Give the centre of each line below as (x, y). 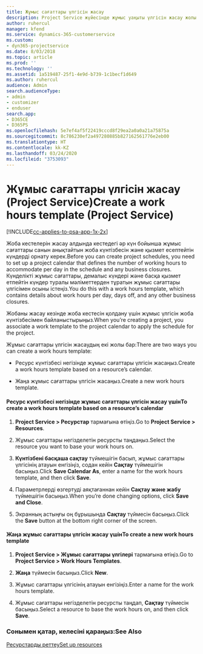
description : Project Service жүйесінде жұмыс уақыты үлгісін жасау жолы (101, 18)
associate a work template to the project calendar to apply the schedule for (100, 327)
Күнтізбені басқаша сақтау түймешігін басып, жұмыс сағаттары (100, 458)
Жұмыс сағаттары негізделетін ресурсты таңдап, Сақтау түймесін (102, 602)
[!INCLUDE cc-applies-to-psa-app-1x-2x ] (57, 232)
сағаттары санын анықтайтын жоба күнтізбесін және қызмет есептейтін (100, 250)
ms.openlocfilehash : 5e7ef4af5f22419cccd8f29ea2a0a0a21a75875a (88, 131)
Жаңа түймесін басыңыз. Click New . (62, 572)
